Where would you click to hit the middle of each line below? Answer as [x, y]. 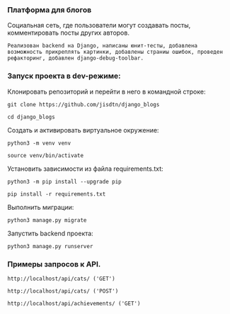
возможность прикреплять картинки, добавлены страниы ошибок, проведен [115, 52]
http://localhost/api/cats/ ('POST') [63, 291]
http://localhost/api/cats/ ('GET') [61, 279]
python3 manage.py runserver [50, 246]
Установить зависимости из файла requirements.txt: [85, 169]
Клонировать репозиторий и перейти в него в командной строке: [107, 91]
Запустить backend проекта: [50, 233]
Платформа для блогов [50, 10]
